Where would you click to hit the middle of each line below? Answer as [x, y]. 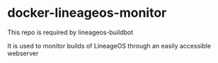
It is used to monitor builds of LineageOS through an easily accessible [109, 45]
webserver [23, 53]
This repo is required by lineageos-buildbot [70, 32]
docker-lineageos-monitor [87, 13]
